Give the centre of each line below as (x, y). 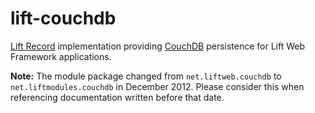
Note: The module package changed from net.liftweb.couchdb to (146, 76)
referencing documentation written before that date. (117, 97)
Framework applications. (61, 56)
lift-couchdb (63, 18)
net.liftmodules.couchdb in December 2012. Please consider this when (157, 86)
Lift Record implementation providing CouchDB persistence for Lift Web (158, 46)
